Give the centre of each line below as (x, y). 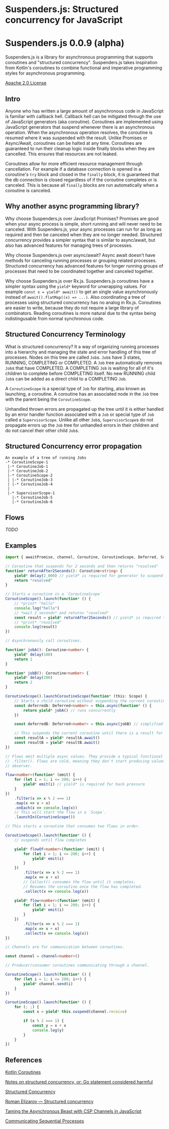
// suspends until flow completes (50, 840)
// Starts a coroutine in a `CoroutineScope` (54, 594)
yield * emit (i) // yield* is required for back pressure (84, 784)
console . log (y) (48, 1030)
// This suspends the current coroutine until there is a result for (89, 733)
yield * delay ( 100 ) (33, 655)
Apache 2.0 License (26, 83)
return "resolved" (33, 580)
